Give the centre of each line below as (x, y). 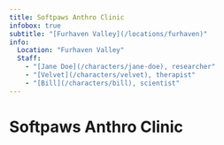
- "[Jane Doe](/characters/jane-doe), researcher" (120, 67)
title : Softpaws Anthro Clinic (67, 17)
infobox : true (35, 26)
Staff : (29, 58)
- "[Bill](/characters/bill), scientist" (102, 83)
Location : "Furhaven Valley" (71, 50)
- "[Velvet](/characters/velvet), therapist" (111, 75)
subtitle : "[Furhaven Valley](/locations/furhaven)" (108, 34)
